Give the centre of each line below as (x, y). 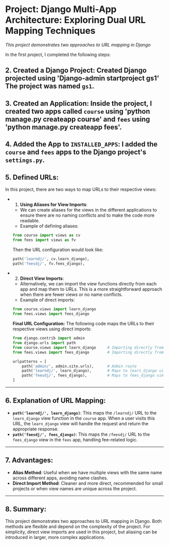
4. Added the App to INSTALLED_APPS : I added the (81, 144)
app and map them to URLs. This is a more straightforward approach (91, 289)
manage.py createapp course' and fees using (78, 119)
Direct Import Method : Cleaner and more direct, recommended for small (88, 483)
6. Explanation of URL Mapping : (56, 401)
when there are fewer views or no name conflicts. (71, 294)
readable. (30, 220)
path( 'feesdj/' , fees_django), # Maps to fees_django (88, 376)
